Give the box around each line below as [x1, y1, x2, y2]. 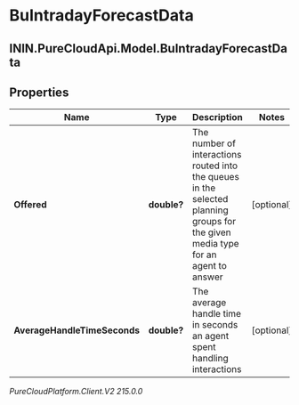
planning [191, 204, 229, 216]
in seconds [191, 319, 238, 331]
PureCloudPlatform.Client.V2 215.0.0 [9, 386, 143, 397]
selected [191, 193, 229, 206]
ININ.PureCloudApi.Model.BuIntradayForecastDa [9, 41, 287, 56]
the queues [191, 171, 240, 183]
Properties [9, 85, 69, 100]
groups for [191, 215, 237, 228]
